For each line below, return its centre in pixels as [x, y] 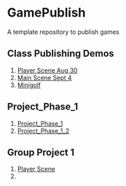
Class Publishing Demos [61, 54]
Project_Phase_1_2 [43, 131]
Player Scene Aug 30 [47, 70]
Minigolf [29, 85]
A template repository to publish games [63, 32]
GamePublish [47, 13]
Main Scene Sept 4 [44, 77]
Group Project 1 [41, 152]
